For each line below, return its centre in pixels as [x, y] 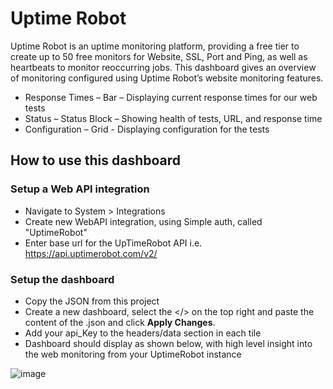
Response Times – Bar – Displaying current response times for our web [171, 97]
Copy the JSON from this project [92, 301]
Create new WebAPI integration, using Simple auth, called [143, 221]
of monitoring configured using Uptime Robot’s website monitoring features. [167, 78]
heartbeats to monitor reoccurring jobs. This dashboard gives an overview [163, 67]
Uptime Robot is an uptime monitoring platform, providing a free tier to [155, 46]
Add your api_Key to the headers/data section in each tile [143, 333]
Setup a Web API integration [80, 189]
